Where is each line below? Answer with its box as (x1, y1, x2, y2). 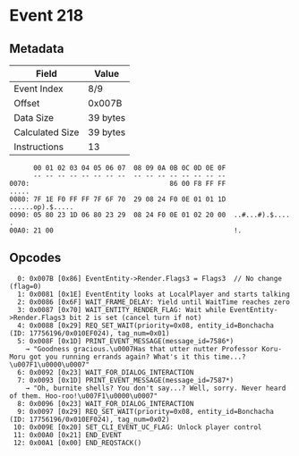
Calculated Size (13, 126, 80, 139)
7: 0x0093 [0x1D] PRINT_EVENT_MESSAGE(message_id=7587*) (17, 376, 235, 384)
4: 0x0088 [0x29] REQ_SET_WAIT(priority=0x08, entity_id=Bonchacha (17, 321, 275, 330)
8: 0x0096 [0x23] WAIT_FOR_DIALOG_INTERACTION (17, 399, 194, 408)
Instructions (13, 140, 64, 153)
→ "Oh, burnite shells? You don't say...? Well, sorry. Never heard (25, 384, 286, 393)
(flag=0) (9, 282, 42, 291)
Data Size (13, 112, 55, 123)
